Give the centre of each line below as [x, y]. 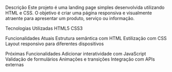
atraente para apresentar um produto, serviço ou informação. [70, 18]
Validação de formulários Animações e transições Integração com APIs [80, 59]
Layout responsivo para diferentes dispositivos [55, 44]
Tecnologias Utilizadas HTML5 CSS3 [44, 28]
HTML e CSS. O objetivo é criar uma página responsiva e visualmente [79, 13]
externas [15, 65]
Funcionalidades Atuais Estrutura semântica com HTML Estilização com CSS [86, 38]
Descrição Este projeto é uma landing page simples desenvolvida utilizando [85, 7]
